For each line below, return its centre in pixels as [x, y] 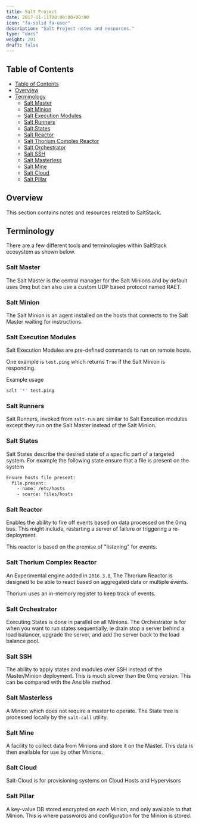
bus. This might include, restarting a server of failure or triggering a [89, 529]
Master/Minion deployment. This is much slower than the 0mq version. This [99, 676]
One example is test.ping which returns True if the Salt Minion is [86, 362]
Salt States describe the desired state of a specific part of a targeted [90, 454]
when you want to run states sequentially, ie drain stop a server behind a [95, 628]
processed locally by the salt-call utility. [57, 717]
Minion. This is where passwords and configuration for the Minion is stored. [99, 815]
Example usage [25, 380]
